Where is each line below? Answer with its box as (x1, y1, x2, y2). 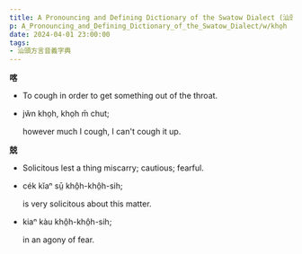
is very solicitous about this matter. (22, 198, 152, 209)
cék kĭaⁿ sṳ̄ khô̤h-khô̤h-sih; (22, 180, 123, 191)
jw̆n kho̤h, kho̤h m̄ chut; (22, 109, 110, 119)
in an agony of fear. (22, 234, 95, 245)
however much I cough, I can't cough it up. (22, 127, 182, 137)
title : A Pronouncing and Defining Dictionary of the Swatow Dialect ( (9, 13, 283, 22)
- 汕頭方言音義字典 (9, 47, 72, 56)
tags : (9, 38, 30, 48)
